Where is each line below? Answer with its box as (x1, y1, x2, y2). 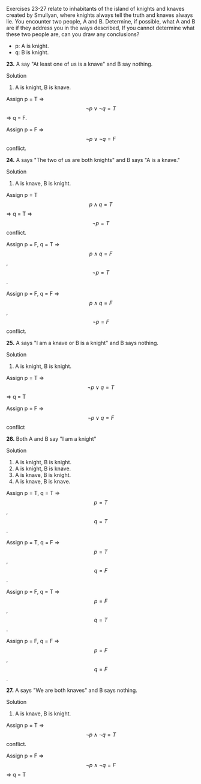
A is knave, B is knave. (14, 478, 71, 485)
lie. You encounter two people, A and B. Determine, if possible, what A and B (6, 18, 196, 25)
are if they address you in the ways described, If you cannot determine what (6, 24, 195, 31)
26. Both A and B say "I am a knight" (6, 435, 97, 442)
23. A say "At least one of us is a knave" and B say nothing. (6, 60, 153, 67)
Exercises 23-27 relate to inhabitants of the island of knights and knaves (6, 5, 185, 12)
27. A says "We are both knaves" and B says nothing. (6, 686, 138, 694)
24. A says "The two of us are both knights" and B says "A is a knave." (6, 157, 180, 163)
